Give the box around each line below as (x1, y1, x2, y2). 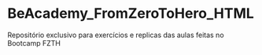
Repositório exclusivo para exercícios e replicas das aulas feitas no (7, 30, 225, 40)
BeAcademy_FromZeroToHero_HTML (7, 5, 255, 22)
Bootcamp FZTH (7, 38, 61, 47)
